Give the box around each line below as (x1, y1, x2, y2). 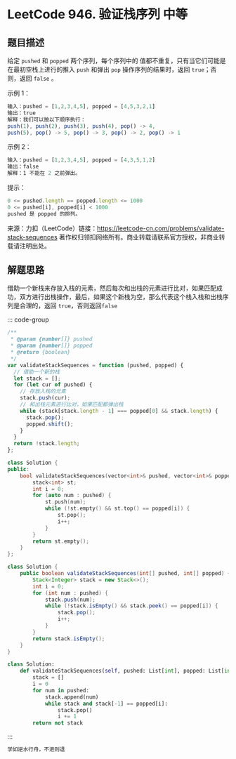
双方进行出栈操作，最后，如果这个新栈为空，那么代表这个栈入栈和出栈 (19, 293, 223, 301)
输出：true (7, 110, 37, 117)
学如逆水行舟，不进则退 (7, 746, 65, 753)
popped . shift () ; (25, 421, 74, 428)
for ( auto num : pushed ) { (32, 492, 112, 499)
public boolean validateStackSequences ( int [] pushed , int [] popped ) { (20, 570, 231, 577)
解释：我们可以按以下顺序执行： (7, 116, 86, 123)
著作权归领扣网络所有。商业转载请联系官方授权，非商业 (58, 232, 219, 241)
